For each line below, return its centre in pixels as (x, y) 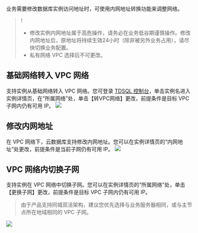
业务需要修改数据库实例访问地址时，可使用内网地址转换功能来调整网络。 (94, 9)
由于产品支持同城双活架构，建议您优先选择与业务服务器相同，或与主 (104, 205)
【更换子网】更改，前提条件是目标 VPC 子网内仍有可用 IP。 (79, 192)
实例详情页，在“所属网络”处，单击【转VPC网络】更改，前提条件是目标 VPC (98, 98)
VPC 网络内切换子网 (43, 170)
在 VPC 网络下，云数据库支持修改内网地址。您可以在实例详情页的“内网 (92, 142)
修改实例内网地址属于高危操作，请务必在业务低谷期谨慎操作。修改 (110, 33)
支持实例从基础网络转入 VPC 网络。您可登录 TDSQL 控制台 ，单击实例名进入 (98, 91)
